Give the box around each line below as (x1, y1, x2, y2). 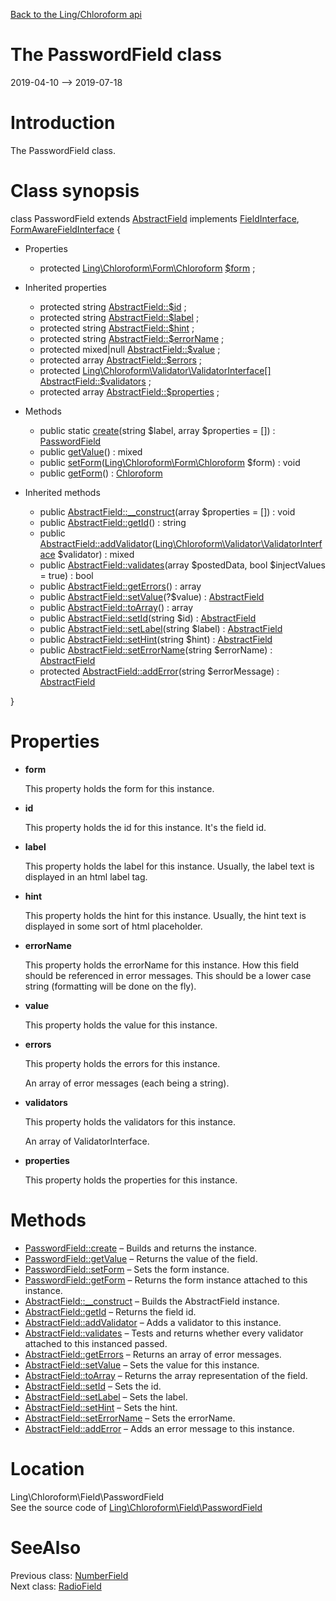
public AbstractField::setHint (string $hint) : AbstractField (39, 633, 273, 645)
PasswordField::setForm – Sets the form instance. (24, 1263, 230, 1275)
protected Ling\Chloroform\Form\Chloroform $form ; (39, 262, 256, 274)
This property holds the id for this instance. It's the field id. (24, 821, 267, 833)
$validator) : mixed (57, 548, 135, 560)
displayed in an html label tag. (24, 870, 148, 883)
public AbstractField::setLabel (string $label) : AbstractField (39, 622, 283, 634)
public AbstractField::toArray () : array (39, 601, 194, 613)
